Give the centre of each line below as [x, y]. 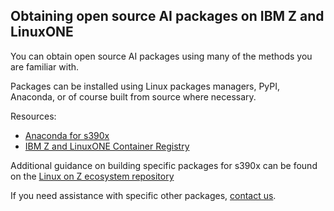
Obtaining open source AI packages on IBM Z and [167, 16]
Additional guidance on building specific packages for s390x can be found [164, 165]
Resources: [33, 116]
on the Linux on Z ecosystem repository [92, 176]
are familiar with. [45, 66]
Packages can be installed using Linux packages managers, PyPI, [145, 86]
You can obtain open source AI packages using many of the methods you [161, 56]
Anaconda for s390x [67, 135]
